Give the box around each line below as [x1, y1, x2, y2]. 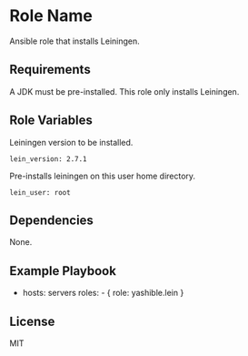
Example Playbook [9, 263, 116, 279]
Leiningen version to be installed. [9, 137, 134, 147]
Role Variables [9, 113, 93, 128]
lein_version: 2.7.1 [9, 154, 88, 164]
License [9, 313, 55, 329]
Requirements [9, 62, 91, 77]
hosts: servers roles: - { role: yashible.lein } [22, 288, 184, 299]
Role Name [9, 5, 93, 26]
